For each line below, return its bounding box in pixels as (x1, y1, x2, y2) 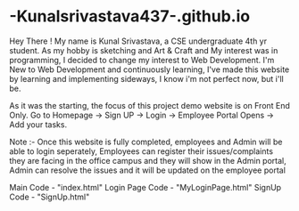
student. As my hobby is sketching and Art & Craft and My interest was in (9, 45, 278, 55)
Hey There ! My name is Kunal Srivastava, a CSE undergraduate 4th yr (9, 36, 268, 46)
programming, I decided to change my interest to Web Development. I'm (9, 54, 275, 65)
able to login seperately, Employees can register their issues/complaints (9, 145, 274, 157)
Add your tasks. (9, 118, 68, 130)
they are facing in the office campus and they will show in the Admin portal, (9, 155, 287, 166)
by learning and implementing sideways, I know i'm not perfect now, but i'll (9, 73, 284, 84)
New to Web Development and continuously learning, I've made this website (9, 64, 290, 75)
